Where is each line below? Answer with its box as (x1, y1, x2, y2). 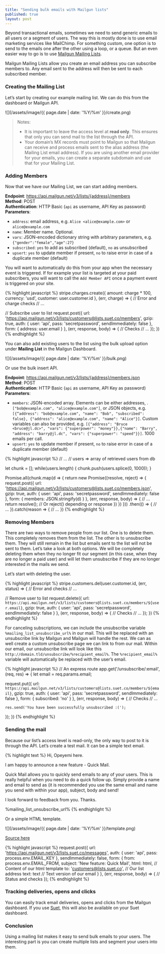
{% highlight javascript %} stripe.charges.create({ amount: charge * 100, (5, 290, 152, 296)
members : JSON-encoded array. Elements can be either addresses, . (12, 399, 148, 405)
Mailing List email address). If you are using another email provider (24, 149, 160, 156)
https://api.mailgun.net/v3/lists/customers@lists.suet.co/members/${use (5, 600, 160, 605)
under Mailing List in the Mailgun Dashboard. (5, 346, 97, 352)
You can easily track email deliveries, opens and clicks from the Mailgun (5, 899, 151, 905)
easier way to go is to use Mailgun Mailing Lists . (5, 51, 102, 57)
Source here (5, 835, 30, 841)
